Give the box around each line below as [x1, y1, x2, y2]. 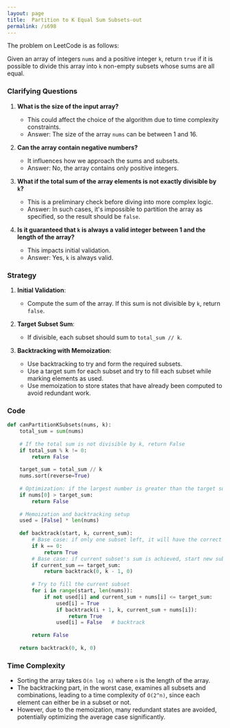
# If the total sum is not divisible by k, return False [19, 440, 186, 448]
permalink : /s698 [7, 23, 57, 29]
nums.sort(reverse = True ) [19, 472, 90, 480]
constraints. [27, 123, 61, 131]
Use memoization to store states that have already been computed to [27, 381, 222, 389]
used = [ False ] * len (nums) [19, 517, 99, 524]
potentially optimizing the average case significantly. [16, 713, 166, 721]
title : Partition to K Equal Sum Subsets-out [7, 16, 142, 23]
